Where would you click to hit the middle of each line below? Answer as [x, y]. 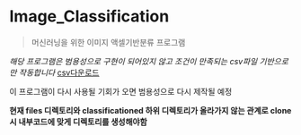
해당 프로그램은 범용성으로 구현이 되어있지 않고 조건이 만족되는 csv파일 [133, 61]
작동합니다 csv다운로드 [59, 72]
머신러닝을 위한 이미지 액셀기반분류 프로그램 [108, 42]
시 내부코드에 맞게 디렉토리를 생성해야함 [79, 122]
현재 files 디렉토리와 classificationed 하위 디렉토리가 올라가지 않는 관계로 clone [150, 110]
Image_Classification [89, 17]
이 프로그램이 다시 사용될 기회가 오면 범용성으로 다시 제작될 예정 [121, 91]
